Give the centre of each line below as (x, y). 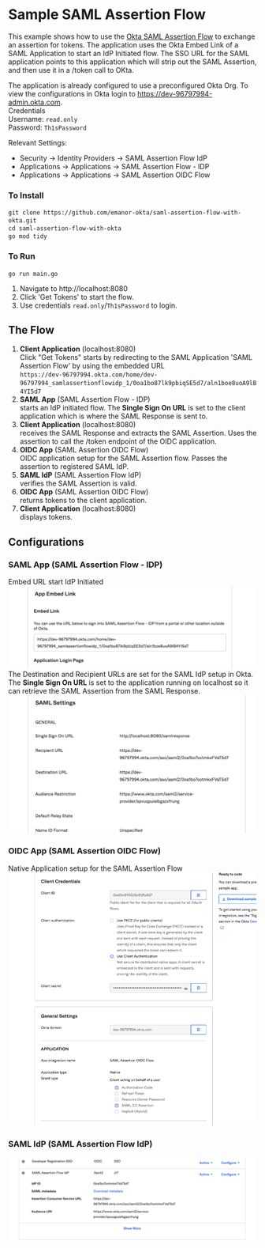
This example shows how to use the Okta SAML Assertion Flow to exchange (132, 36)
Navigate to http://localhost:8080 (73, 288)
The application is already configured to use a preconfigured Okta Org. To (128, 85)
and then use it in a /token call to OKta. (71, 70)
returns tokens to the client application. (83, 501)
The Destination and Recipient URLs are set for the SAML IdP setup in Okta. (131, 675)
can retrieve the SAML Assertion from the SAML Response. (105, 691)
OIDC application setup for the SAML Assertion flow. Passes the (123, 458)
